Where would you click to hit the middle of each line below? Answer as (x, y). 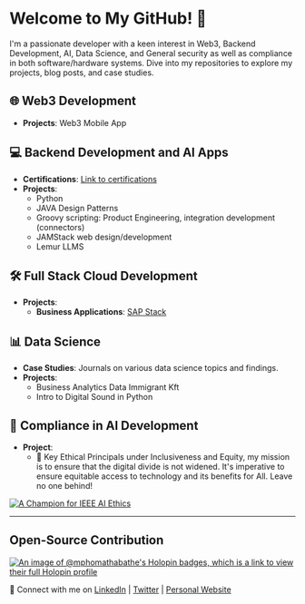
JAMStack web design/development (104, 237)
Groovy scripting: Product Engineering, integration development (155, 218)
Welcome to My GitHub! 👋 (108, 19)
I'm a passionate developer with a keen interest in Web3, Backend (133, 44)
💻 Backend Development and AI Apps (119, 153)
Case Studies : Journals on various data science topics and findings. (150, 368)
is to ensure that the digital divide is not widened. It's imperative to (160, 467)
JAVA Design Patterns (77, 208)
